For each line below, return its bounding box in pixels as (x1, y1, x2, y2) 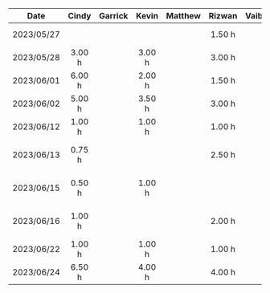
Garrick (99, 10, 129, 21)
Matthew (166, 10, 201, 21)
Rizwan (208, 10, 238, 21)
